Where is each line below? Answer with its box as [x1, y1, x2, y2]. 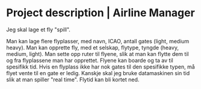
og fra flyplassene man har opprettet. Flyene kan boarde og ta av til [6, 57, 173, 64]
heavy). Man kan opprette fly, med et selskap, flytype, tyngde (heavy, [6, 44, 179, 51]
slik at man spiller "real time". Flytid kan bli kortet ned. [6, 76, 140, 83]
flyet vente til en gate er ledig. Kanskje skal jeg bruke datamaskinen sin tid [6, 69, 190, 76]
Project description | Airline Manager [6, 6, 196, 20]
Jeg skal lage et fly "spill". [6, 26, 71, 33]
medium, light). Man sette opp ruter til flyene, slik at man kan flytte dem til [6, 50, 189, 57]
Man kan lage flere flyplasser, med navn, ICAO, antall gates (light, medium [6, 37, 190, 44]
